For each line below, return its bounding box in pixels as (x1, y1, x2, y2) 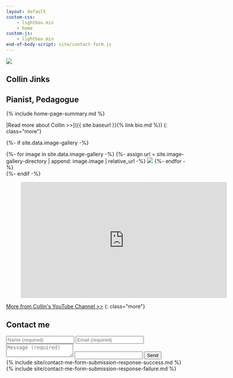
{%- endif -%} (6, 170, 41, 178)
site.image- (157, 151, 184, 158)
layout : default (6, 8, 46, 15)
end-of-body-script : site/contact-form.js (6, 42, 112, 48)
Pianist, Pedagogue (6, 94, 79, 104)
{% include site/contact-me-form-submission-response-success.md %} (6, 359, 182, 366)
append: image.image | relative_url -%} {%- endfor (51, 157, 182, 165)
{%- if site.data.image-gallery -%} (6, 139, 89, 146)
